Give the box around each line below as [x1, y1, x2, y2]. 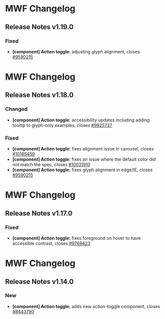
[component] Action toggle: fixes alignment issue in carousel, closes [12, 146, 154, 152]
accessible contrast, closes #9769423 [12, 240, 90, 246]
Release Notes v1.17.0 [5, 209, 73, 218]
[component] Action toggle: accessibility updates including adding [12, 117, 150, 123]
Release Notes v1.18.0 [5, 91, 74, 99]
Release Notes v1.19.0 [5, 23, 74, 31]
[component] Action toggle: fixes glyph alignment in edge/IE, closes [12, 167, 153, 173]
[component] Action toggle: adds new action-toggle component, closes [12, 303, 161, 309]
